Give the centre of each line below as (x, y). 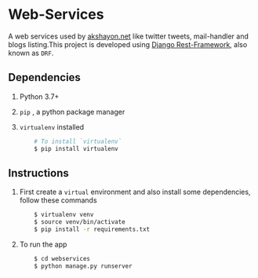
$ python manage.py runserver (83, 266)
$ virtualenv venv (64, 215)
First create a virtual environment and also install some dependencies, (135, 192)
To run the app (43, 244)
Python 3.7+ (39, 97)
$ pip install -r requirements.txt (92, 229)
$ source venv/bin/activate (80, 222)
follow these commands (58, 200)
